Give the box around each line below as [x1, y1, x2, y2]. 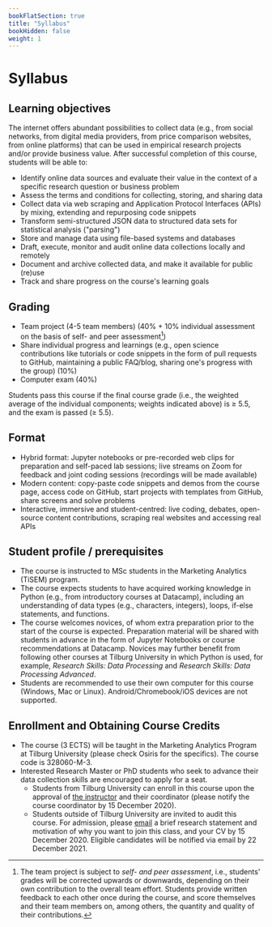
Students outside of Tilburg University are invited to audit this [32, 810, 237, 819]
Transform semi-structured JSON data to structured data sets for [19, 216, 237, 226]
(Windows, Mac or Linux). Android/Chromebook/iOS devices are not [19, 686, 249, 697]
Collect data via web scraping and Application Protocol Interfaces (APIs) [19, 199, 261, 209]
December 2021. [32, 844, 87, 853]
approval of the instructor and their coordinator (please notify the [32, 792, 250, 802]
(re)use [19, 268, 45, 278]
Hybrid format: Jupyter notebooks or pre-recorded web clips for [19, 452, 235, 462]
